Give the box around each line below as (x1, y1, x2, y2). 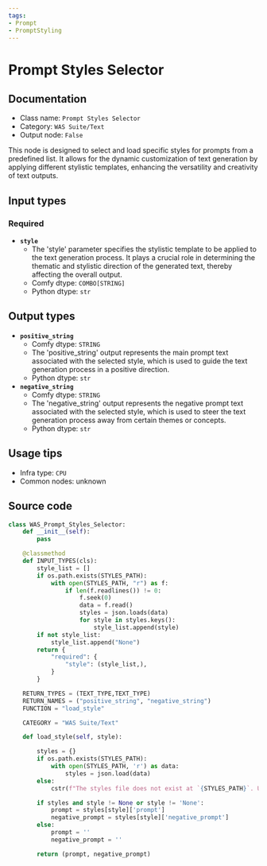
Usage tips (8, 447, 63, 460)
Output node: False (19, 130, 83, 140)
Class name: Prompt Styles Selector (19, 113, 141, 123)
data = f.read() (79, 601, 133, 609)
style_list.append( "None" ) (50, 638, 141, 647)
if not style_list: (37, 631, 102, 639)
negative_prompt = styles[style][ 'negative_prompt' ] (50, 814, 229, 821)
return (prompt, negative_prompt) (37, 850, 151, 858)
